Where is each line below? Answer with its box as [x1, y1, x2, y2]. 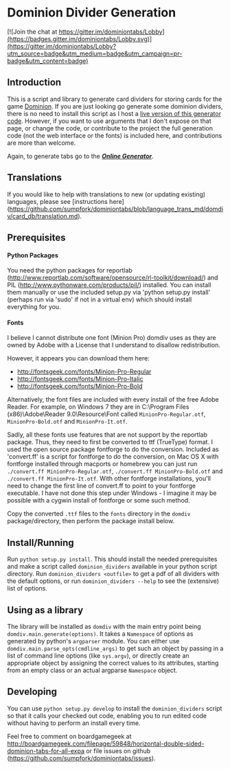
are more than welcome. [7, 139, 76, 147]
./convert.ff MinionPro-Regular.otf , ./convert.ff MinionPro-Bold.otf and [7, 467, 223, 475]
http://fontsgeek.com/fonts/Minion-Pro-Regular [16, 367, 152, 376]
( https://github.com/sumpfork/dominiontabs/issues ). [7, 754, 156, 762]
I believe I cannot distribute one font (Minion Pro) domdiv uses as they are [7, 334, 216, 342]
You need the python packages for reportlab [7, 266, 133, 275]
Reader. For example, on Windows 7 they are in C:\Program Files [7, 403, 189, 411]
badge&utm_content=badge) [7, 56, 89, 65]
